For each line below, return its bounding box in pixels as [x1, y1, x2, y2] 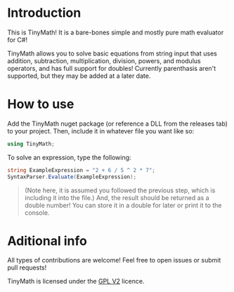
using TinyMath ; [7, 140, 55, 147]
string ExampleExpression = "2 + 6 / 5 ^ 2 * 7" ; [7, 166, 156, 173]
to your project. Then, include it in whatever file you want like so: [7, 126, 195, 135]
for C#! [7, 35, 28, 44]
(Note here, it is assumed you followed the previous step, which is [24, 186, 216, 194]
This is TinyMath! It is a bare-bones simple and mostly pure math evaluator [7, 28, 224, 36]
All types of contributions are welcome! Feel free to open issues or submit [7, 256, 221, 265]
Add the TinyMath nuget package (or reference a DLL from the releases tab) [7, 119, 228, 128]
